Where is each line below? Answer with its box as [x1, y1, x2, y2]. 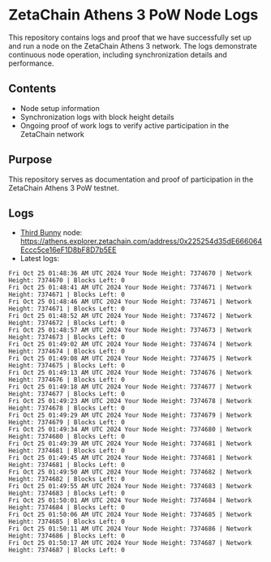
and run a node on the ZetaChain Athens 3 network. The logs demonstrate [8, 41, 257, 50]
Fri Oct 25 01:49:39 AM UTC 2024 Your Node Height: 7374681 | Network [8, 440, 252, 448]
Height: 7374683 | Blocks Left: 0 [8, 489, 126, 498]
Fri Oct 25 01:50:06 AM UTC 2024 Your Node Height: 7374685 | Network [8, 511, 252, 519]
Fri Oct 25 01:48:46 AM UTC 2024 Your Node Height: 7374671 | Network [8, 298, 252, 306]
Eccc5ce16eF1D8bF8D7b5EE [19, 245, 117, 255]
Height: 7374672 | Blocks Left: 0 [8, 319, 126, 328]
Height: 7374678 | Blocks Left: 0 [8, 404, 126, 413]
